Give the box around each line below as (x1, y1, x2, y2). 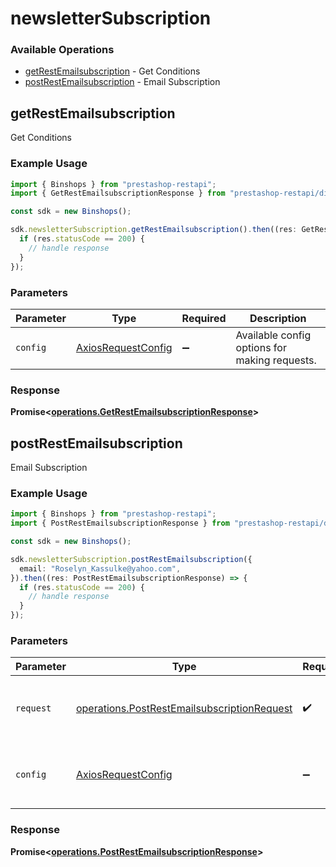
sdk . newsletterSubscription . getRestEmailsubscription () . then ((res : (10, 225, 298, 235)
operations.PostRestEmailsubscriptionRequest (75, 702, 293, 716)
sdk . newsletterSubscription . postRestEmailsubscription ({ (10, 554, 253, 564)
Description (249, 311, 307, 325)
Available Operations (10, 43, 115, 57)
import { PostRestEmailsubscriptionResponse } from (10, 518, 230, 529)
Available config (235, 328, 312, 342)
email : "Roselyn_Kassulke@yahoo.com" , (19, 563, 182, 574)
